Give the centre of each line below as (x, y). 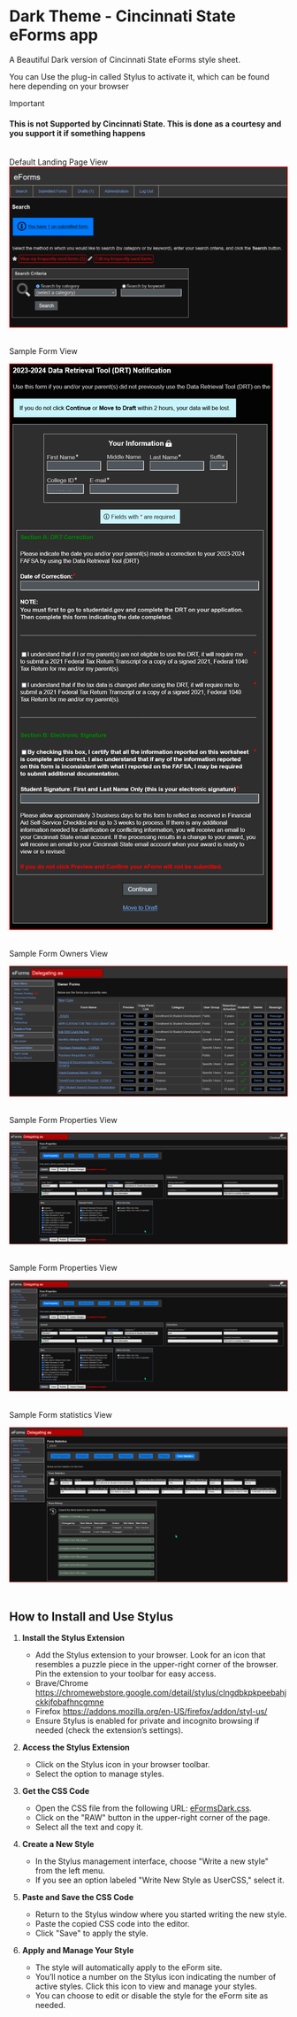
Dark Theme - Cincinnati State (122, 16)
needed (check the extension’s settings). (109, 1730)
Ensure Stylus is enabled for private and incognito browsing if (147, 1721)
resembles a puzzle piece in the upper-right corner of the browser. (156, 1665)
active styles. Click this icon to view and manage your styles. (146, 1986)
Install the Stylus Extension (73, 1638)
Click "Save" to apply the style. (91, 1933)
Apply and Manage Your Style (78, 1951)
